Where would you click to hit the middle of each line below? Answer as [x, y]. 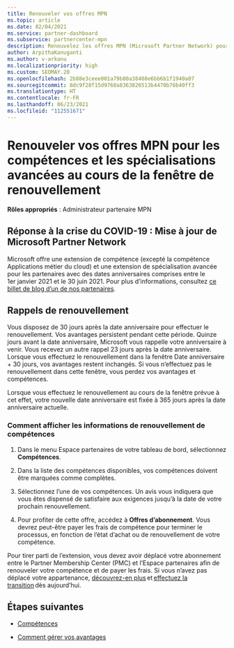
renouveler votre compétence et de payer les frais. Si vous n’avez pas [107, 570]
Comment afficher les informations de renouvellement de [106, 425]
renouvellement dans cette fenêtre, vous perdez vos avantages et [102, 372]
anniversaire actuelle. [38, 407]
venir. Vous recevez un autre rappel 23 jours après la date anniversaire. [109, 349]
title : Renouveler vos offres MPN [57, 14]
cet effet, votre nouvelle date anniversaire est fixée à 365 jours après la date [117, 400]
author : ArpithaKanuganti [45, 53]
